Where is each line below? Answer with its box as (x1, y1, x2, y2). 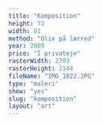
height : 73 (8, 19, 45, 28)
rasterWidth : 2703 (8, 57, 70, 66)
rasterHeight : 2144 (8, 65, 74, 73)
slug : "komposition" (8, 95, 78, 103)
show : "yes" (8, 87, 48, 95)
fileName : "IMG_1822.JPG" (8, 72, 95, 80)
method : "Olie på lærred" (8, 34, 95, 43)
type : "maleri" (8, 79, 59, 87)
